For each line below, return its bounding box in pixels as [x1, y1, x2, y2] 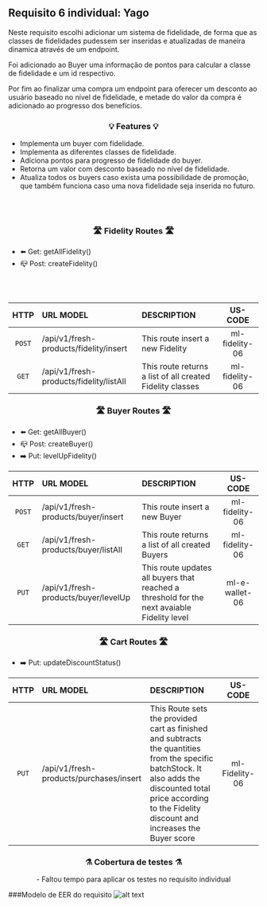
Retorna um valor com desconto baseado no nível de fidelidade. [19, 164, 230, 174]
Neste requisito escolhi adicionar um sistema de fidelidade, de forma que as [8, 27, 257, 37]
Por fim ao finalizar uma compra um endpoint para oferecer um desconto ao [8, 84, 257, 93]
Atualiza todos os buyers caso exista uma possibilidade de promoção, [19, 173, 249, 183]
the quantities [149, 743, 201, 754]
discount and [149, 813, 199, 823]
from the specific [149, 753, 214, 764]
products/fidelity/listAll [41, 376, 126, 387]
